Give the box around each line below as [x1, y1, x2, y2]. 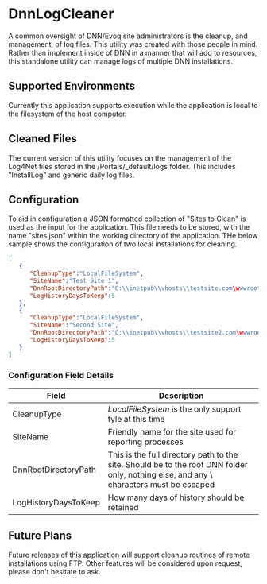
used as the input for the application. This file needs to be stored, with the [8, 222, 250, 232]
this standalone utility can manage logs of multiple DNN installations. [8, 56, 233, 66]
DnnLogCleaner [8, 5, 114, 23]
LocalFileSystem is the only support [107, 403, 242, 414]
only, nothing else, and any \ [107, 469, 213, 480]
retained [107, 501, 139, 512]
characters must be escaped [107, 478, 215, 489]
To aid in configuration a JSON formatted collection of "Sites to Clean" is [8, 214, 246, 223]
